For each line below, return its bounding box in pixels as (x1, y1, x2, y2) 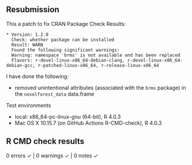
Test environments (6, 102, 51, 109)
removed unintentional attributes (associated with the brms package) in (14, 84, 187, 91)
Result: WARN (11, 42, 44, 48)
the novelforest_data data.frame (14, 90, 94, 97)
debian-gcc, (6, 62, 35, 68)
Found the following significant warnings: (11, 47, 120, 53)
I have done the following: (6, 73, 69, 80)
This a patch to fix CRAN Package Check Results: (6, 20, 126, 27)
